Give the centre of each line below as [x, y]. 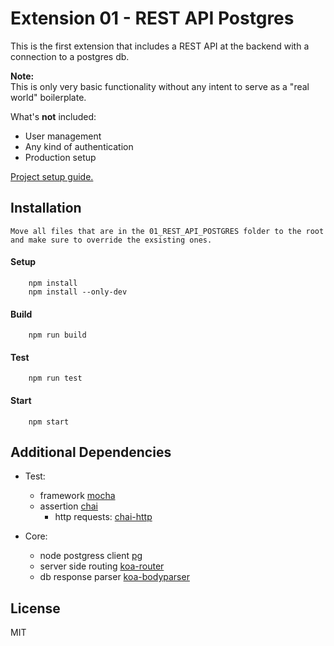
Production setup [60, 157]
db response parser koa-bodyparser [114, 577]
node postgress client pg [91, 556]
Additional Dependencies [91, 452]
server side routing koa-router [102, 566]
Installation [46, 208]
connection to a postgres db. [70, 56]
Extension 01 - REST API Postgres [152, 18]
